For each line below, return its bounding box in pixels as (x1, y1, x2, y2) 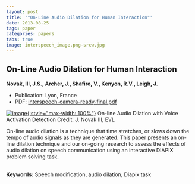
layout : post (6, 8, 39, 15)
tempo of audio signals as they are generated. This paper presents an (6, 134, 177, 141)
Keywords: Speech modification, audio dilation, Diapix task (6, 171, 152, 178)
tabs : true (6, 36, 33, 42)
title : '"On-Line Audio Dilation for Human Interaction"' (6, 14, 153, 20)
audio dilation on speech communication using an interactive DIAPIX (6, 146, 174, 154)
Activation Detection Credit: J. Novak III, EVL (6, 116, 115, 123)
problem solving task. (6, 153, 59, 160)
